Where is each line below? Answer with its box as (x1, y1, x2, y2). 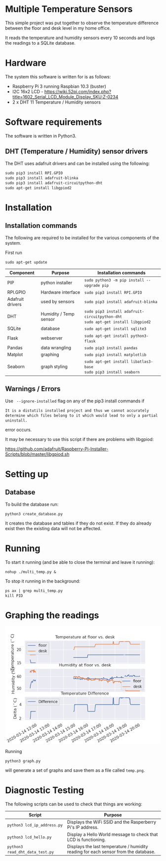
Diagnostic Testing (5, 784, 84, 796)
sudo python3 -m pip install (84, 278, 144, 283)
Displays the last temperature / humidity (67, 843, 148, 849)
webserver (41, 335, 63, 341)
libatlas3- (130, 359, 153, 365)
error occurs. (5, 427, 32, 432)
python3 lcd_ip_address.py (7, 822, 63, 828)
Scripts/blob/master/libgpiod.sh (5, 451, 70, 457)
